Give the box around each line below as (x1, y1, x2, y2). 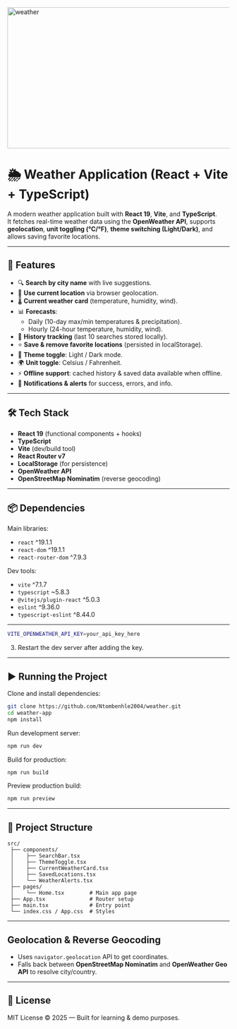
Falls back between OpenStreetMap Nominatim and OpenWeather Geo (17, 960, 228, 968)
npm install (7, 716, 42, 723)
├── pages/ (10, 884, 42, 891)
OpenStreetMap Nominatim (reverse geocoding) (17, 474, 161, 483)
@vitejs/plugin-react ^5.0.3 (17, 596, 100, 604)
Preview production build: (7, 781, 83, 790)
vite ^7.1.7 (17, 580, 47, 589)
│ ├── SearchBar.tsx (10, 853, 80, 860)
